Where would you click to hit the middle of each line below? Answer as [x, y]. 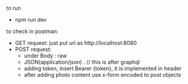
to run [14, 8]
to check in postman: [32, 31]
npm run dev [31, 19]
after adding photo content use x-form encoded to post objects [102, 75]
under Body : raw [45, 55]
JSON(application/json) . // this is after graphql [82, 62]
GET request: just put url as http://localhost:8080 [76, 43]
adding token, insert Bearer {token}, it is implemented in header [103, 68]
